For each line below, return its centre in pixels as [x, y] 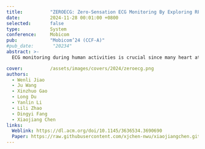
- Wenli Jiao [28, 80]
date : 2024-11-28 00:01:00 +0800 [63, 18]
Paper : [20, 137]
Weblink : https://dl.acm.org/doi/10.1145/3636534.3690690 [87, 131]
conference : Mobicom [38, 35]
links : [15, 125]
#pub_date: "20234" [39, 46]
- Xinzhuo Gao [30, 91]
